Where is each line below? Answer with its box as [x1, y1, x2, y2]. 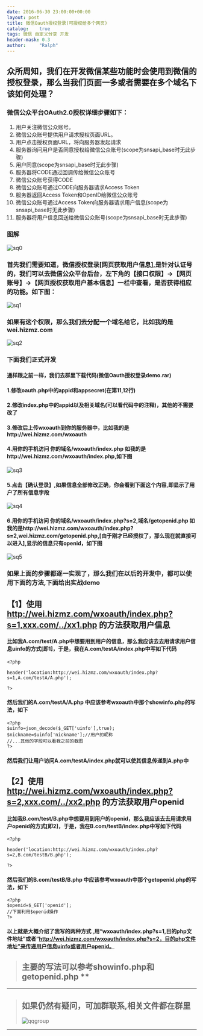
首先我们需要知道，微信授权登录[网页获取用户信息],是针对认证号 [7, 260, 193, 269]
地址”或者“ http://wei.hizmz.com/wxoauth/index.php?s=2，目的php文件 [11, 935, 196, 943]
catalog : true [7, 25, 51, 32]
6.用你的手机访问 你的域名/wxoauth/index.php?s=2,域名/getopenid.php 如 [7, 516, 195, 524]
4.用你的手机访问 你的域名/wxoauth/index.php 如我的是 [7, 445, 146, 453]
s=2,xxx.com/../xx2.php [7, 797, 101, 808]
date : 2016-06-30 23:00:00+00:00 [7, 8, 91, 15]
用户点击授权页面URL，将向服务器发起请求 [15, 138, 122, 145]
